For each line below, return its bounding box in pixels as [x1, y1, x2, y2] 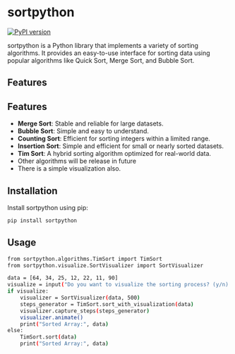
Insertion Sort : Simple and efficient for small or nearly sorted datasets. [17, 142, 224, 150]
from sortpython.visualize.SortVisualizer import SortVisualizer [7, 262, 203, 269]
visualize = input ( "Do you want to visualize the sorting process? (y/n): [7, 281, 232, 288]
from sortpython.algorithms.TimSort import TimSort [7, 255, 162, 262]
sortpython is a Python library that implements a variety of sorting [7, 41, 199, 49]
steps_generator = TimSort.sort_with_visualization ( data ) [20, 300, 194, 307]
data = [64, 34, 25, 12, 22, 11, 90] [7, 274, 119, 282]
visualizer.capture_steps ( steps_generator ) [20, 307, 150, 315]
